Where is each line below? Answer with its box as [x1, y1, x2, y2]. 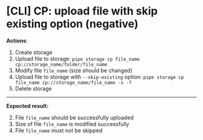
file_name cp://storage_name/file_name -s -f [14, 80, 132, 86]
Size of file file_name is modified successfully [14, 120, 130, 127]
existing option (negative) [6, 17, 139, 31]
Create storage [14, 48, 53, 56]
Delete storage [14, 84, 53, 92]
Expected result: [6, 102, 49, 109]
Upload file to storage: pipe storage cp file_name [14, 55, 140, 62]
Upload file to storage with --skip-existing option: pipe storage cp [14, 73, 184, 80]
